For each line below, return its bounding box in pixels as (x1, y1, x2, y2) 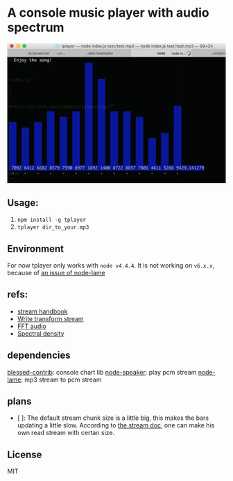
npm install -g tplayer (17, 217, 87, 224)
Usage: (7, 197, 40, 209)
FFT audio (17, 322, 46, 330)
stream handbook (17, 307, 68, 316)
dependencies (7, 350, 71, 361)
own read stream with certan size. (17, 429, 115, 437)
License (7, 448, 42, 460)
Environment (7, 243, 64, 254)
